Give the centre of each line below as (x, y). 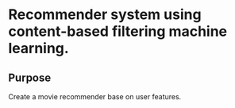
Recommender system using (105, 15)
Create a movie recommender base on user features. (95, 96)
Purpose (30, 77)
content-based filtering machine (118, 31)
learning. (39, 48)
